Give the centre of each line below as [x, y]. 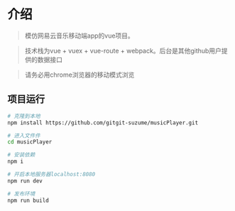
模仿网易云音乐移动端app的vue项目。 [80, 36]
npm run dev [25, 181]
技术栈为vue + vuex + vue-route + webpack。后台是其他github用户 [123, 50]
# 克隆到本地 [24, 116]
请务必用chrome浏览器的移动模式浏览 [80, 75]
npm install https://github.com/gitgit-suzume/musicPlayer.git [103, 123]
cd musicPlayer [30, 142]
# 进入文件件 [24, 136]
